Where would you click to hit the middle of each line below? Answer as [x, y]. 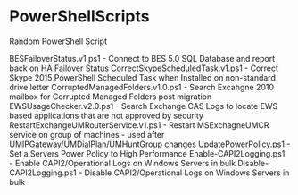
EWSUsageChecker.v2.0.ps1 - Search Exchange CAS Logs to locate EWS [144, 106]
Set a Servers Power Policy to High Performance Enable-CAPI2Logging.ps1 [147, 153]
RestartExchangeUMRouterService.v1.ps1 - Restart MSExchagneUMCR [139, 125]
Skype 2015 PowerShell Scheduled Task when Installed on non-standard [143, 77]
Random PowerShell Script [58, 41]
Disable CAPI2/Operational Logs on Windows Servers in [187, 173]
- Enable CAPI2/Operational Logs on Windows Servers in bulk [123, 163]
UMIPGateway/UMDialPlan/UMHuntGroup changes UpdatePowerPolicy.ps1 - [150, 144]
